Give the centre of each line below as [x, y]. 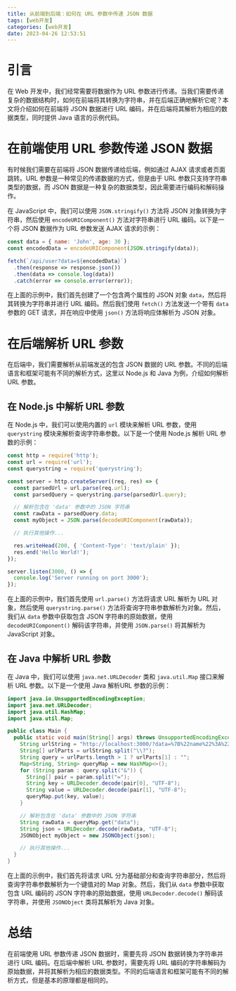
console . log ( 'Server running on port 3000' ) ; [81, 578]
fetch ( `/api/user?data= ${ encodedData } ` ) [67, 261]
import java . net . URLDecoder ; [50, 705]
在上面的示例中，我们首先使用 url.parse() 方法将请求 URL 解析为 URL [109, 599]
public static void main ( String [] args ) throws [85, 738]
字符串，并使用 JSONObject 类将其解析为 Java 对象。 [83, 902]
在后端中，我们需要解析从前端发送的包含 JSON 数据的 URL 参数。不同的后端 [118, 365]
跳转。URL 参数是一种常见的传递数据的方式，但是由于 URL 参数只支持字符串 [117, 178]
